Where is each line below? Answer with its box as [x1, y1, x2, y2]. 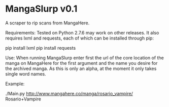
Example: [5, 81, 25, 87]
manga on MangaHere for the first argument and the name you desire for [5, 60, 158, 66]
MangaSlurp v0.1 [5, 3, 78, 15]
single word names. [5, 70, 47, 77]
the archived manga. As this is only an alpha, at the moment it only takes [5, 65, 157, 72]
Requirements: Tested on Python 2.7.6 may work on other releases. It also [5, 29, 159, 35]
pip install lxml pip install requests [5, 45, 76, 51]
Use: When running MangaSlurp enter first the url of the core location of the [5, 54, 164, 61]
